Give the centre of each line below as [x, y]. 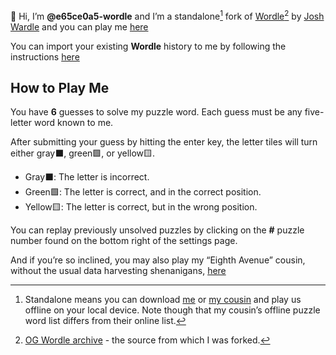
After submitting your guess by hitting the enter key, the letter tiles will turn [164, 142]
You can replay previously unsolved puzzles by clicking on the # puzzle [157, 230]
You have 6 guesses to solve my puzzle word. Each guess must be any [156, 112]
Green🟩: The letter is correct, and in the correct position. [143, 192]
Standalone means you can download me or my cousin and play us [163, 300]
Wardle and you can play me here [79, 26]
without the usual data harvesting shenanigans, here [118, 271]
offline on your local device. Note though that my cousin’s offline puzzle [172, 310]
